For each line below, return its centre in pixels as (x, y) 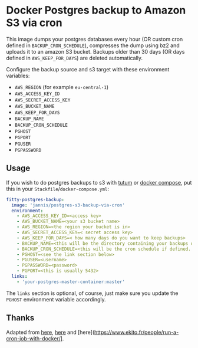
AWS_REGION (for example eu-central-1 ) (62, 87)
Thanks (20, 318)
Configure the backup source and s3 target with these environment (88, 69)
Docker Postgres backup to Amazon (96, 10)
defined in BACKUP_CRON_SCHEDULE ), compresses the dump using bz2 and (93, 45)
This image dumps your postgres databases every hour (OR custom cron (95, 39)
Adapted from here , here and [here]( (50, 332)
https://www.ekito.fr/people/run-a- (136, 332)
